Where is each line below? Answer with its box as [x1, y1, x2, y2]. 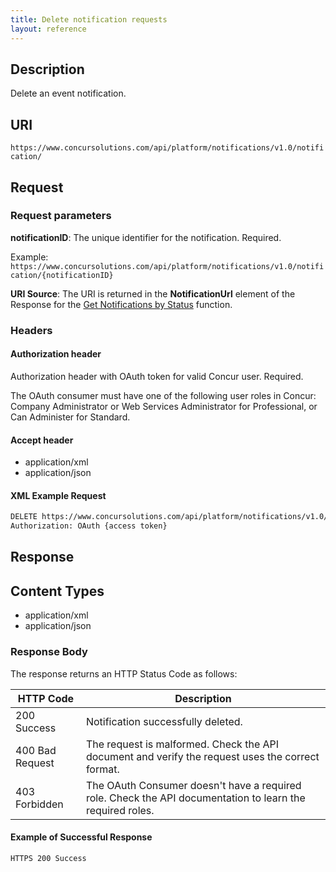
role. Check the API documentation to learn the [85, 791, 306, 805]
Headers [10, 323, 53, 337]
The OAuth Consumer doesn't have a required [85, 778, 302, 792]
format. [85, 762, 120, 776]
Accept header [10, 434, 74, 446]
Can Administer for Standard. [10, 411, 131, 423]
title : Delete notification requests [10, 14, 168, 25]
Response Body [10, 645, 88, 659]
